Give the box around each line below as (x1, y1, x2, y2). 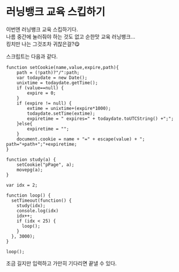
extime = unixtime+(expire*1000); (27, 105, 111, 111)
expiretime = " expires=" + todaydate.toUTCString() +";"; (27, 115, 174, 122)
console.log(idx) (16, 208, 59, 214)
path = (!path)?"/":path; (16, 70, 80, 75)
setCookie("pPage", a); (16, 161, 75, 167)
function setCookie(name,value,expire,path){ (6, 64, 119, 70)
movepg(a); (16, 167, 43, 173)
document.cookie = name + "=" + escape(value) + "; (16, 136, 145, 142)
